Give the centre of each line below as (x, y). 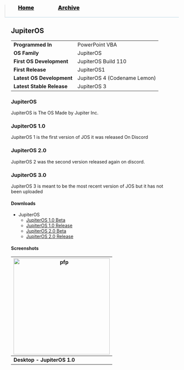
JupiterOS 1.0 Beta (46, 220)
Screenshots (25, 248)
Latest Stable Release (41, 86)
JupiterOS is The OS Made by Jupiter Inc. (55, 113)
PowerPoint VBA (97, 45)
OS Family (26, 53)
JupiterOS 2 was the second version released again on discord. (78, 161)
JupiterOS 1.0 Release (49, 225)
